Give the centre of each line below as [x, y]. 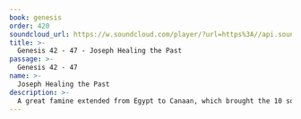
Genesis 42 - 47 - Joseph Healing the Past [99, 51]
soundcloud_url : [39, 34]
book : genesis [36, 17]
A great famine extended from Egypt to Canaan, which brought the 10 [150, 101]
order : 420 [30, 26]
